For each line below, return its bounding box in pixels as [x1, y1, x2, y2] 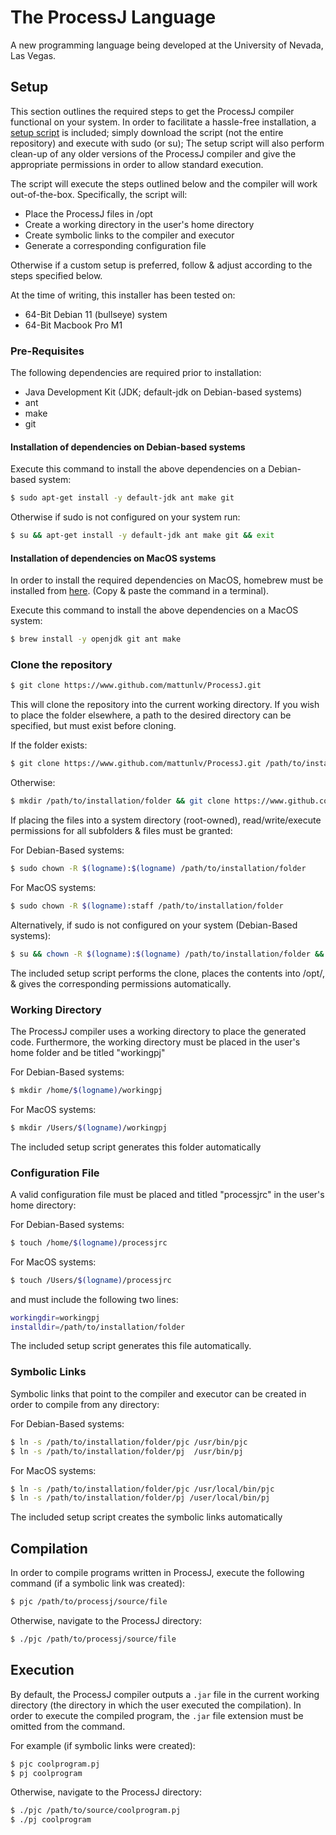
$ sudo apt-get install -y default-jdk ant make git [10, 493, 235, 503]
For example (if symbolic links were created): [10, 1739, 196, 1751]
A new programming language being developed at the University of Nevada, [10, 39, 324, 51]
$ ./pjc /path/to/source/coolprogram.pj [10, 1806, 182, 1816]
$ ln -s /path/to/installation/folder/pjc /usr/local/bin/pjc [10, 1484, 275, 1494]
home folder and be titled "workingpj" [10, 1046, 166, 1058]
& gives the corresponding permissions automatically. [10, 977, 232, 990]
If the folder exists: [10, 739, 88, 751]
